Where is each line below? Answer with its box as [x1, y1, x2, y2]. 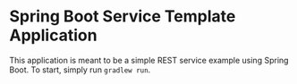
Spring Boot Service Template [9, 6, 236, 27]
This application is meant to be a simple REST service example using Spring [9, 55, 289, 65]
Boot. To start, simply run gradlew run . [9, 64, 151, 75]
